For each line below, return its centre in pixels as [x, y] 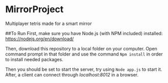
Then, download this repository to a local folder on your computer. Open [81, 48]
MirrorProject [34, 9]
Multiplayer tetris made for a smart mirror [49, 23]
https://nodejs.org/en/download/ [40, 39]
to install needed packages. [34, 59]
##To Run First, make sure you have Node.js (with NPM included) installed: [84, 33]
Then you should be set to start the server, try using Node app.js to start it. [84, 69]
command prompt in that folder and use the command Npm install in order [84, 54]
